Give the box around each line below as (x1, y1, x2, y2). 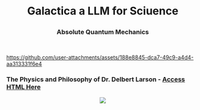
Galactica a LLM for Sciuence (27, 4, 179, 18)
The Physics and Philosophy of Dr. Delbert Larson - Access (6, 75, 185, 84)
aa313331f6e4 (6, 60, 42, 67)
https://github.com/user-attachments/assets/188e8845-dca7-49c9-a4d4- (6, 53, 194, 61)
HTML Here (6, 83, 41, 92)
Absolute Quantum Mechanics (56, 28, 149, 37)
